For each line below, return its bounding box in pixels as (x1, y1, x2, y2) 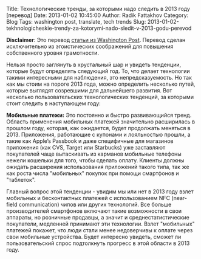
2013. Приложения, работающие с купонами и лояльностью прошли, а (6, 131, 191, 138)
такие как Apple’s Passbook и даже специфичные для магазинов (6, 137, 174, 145)
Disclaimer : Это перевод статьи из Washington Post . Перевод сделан (6, 36, 186, 43)
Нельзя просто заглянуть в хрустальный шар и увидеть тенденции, (6, 61, 181, 68)
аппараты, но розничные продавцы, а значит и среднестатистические (6, 214, 189, 221)
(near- (171, 195, 187, 201)
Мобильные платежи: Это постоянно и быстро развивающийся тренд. (6, 112, 192, 119)
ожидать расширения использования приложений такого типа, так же (6, 164, 189, 170)
